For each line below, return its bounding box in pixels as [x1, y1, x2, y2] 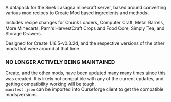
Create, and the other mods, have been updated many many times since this [5, 70, 166, 76]
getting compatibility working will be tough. [5, 81, 96, 87]
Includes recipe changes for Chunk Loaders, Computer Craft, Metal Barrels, [5, 20, 164, 25]
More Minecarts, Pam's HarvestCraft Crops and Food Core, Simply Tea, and [5, 25, 165, 31]
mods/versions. [5, 92, 38, 98]
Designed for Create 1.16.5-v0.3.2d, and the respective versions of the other [5, 40, 165, 46]
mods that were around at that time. [5, 46, 81, 52]
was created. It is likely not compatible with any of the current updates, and [5, 75, 164, 82]
